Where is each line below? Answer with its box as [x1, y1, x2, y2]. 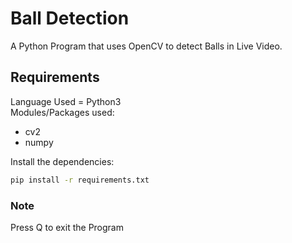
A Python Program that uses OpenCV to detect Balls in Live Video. [10, 40, 283, 52]
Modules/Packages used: [10, 106, 115, 118]
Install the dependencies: [10, 155, 115, 167]
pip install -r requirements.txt [10, 175, 150, 185]
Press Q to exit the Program [10, 221, 124, 233]
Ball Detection [10, 7, 130, 30]
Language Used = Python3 [10, 95, 122, 107]
